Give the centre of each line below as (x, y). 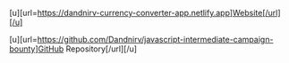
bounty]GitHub (37, 49)
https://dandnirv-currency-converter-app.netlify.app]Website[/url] (159, 13)
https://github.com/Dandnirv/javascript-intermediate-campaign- (155, 39)
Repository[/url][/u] (101, 49)
